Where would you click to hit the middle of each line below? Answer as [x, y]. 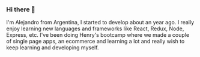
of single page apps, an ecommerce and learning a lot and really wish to [95, 42]
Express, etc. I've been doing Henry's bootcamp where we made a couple [98, 35]
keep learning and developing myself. [53, 47]
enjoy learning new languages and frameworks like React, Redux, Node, [95, 28]
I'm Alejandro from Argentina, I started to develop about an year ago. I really [100, 23]
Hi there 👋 [21, 9]
